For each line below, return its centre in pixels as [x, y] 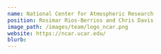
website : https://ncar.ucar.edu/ [57, 33]
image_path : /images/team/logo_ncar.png [68, 27]
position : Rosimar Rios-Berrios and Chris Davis [80, 20]
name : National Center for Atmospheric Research [80, 14]
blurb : [17, 40]
